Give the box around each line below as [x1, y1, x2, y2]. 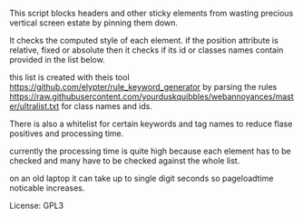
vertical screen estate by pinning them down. [9, 17, 179, 28]
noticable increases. [9, 183, 85, 193]
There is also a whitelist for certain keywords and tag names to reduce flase [9, 118, 293, 129]
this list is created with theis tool [9, 72, 130, 83]
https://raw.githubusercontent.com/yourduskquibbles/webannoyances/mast [9, 91, 295, 102]
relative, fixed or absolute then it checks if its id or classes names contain [9, 45, 284, 55]
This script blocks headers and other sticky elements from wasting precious [9, 8, 294, 18]
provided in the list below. [9, 54, 106, 64]
